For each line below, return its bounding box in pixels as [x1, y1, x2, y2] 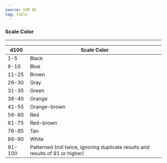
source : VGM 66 [5, 7, 37, 12]
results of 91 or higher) [29, 150, 84, 157]
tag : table [5, 12, 28, 17]
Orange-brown [29, 103, 66, 110]
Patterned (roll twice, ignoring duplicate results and [29, 144, 150, 151]
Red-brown [29, 119, 57, 126]
